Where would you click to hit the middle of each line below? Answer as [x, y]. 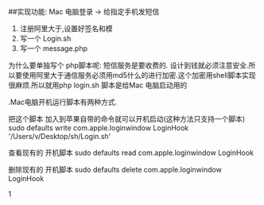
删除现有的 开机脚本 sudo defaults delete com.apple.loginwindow [115, 170]
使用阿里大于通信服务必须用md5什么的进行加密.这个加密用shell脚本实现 [139, 75]
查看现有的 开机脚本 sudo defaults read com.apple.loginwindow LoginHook [131, 153]
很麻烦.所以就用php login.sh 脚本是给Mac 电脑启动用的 [98, 85]
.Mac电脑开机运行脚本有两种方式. [63, 102]
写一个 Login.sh [45, 39]
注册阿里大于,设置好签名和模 [66, 29]
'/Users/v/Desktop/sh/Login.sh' [60, 136]
